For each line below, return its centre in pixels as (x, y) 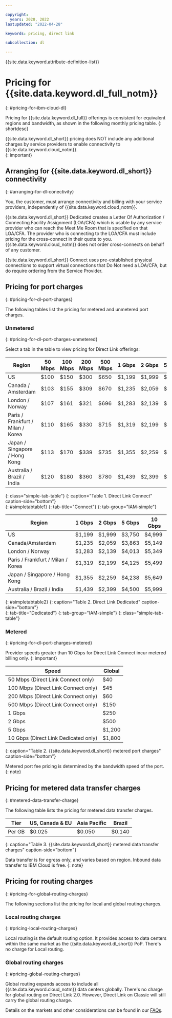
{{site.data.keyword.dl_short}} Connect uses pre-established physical (79, 260)
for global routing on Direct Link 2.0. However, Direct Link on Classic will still (85, 995)
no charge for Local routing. (35, 949)
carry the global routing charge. (39, 1000)
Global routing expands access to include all (52, 984)
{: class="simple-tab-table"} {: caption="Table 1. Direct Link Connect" (79, 496)
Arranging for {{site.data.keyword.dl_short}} (79, 171)
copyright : (17, 14)
